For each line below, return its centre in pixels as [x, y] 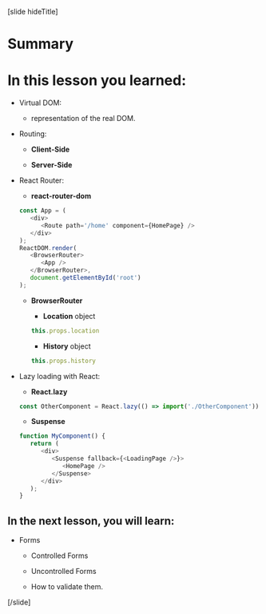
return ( [44, 444]
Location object [69, 316]
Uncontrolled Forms [64, 572]
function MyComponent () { [62, 436]
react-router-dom [61, 196]
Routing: [33, 134]
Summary [40, 44]
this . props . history [64, 361]
